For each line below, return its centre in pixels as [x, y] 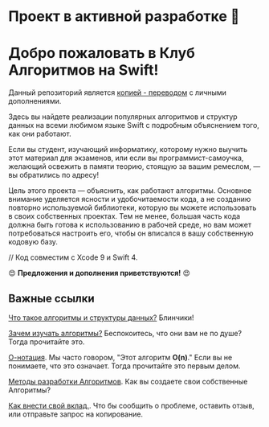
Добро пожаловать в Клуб [102, 53]
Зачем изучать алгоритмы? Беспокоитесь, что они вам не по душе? [125, 333]
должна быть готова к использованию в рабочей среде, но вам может [130, 225]
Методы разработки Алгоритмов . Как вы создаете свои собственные [128, 381]
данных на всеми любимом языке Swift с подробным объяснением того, [134, 125]
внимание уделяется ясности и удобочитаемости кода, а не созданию [130, 199]
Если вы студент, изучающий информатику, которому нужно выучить [128, 150]
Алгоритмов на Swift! [84, 70]
